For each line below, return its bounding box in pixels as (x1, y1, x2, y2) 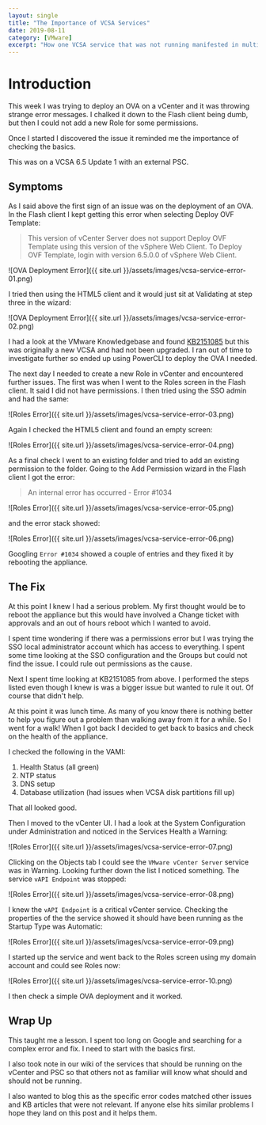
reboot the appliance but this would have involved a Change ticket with (8, 610, 240, 619)
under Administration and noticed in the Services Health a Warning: (8, 827, 228, 836)
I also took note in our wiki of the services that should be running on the (8, 1058, 243, 1069)
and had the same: (8, 393, 69, 404)
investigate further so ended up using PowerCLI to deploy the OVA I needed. (8, 353, 257, 363)
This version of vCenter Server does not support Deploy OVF (27, 233, 227, 242)
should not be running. (8, 1076, 82, 1085)
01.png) (8, 274, 33, 283)
